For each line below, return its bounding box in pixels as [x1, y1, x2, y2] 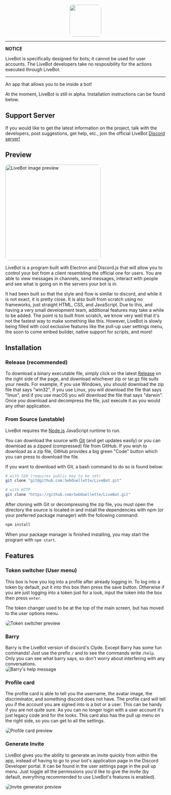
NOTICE [5, 46, 23, 52]
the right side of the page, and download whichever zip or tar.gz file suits [5, 376, 159, 382]
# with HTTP [5, 487, 31, 492]
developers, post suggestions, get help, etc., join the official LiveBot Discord [5, 130, 165, 137]
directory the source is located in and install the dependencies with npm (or [5, 507, 164, 513]
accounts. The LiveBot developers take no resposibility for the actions [5, 61, 152, 67]
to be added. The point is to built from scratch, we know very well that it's [5, 312, 160, 319]
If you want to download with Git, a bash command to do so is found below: [5, 463, 164, 469]
